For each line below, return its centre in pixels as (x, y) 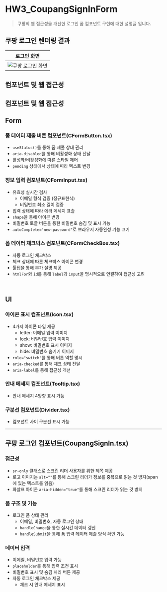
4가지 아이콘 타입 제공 (34, 326)
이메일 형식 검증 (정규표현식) (47, 198)
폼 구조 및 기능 (21, 503)
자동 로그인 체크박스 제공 (36, 579)
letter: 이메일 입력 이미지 (44, 332)
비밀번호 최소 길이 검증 (42, 204)
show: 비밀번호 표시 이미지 (46, 345)
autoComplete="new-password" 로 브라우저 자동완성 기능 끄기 (71, 229)
